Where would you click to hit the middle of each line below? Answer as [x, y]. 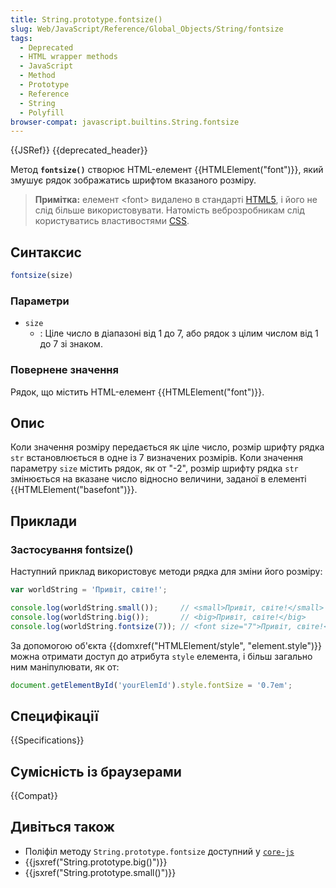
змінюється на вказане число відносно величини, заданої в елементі [158, 479]
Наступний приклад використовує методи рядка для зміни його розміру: [166, 572]
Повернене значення [64, 370]
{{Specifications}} [47, 740]
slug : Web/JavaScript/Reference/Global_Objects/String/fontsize [147, 29]
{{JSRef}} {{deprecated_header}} [79, 150]
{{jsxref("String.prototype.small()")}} [100, 872]
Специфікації [54, 716]
